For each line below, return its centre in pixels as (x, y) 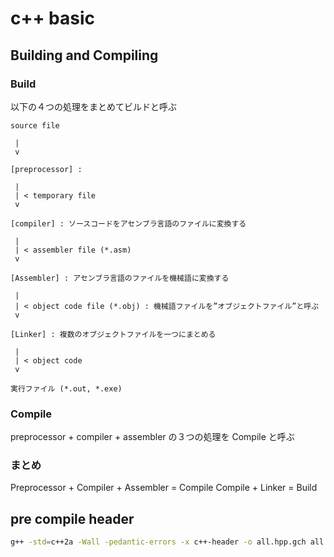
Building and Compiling (84, 55)
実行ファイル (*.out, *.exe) (66, 388)
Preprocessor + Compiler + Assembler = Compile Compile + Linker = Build (164, 488)
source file (35, 125)
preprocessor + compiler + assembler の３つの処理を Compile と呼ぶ (152, 437)
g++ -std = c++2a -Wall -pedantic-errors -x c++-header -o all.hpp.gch (158, 542)
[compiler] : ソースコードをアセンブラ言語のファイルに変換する (128, 223)
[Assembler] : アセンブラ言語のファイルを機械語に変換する (120, 278)
